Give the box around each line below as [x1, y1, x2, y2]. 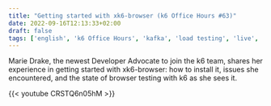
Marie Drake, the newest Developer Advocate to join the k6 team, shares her [8, 56, 263, 66]
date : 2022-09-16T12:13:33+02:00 [8, 19, 121, 27]
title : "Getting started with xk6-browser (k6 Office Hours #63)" [8, 11, 237, 20]
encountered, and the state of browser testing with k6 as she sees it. [8, 73, 237, 83]
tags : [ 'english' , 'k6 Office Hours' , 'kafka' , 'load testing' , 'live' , [8, 34, 259, 43]
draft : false [8, 26, 53, 35]
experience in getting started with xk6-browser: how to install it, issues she [8, 65, 259, 75]
